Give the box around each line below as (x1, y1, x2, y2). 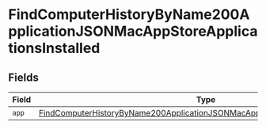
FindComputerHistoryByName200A (8, 6, 250, 24)
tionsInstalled (8, 40, 101, 57)
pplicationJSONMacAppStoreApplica (8, 22, 258, 40)
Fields (8, 70, 40, 84)
